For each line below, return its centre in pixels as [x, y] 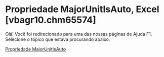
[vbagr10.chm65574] [51, 20]
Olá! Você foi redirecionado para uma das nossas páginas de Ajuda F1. [79, 34]
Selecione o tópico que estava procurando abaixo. [58, 39]
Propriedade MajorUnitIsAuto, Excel [82, 9]
